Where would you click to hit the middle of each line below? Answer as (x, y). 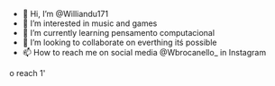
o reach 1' (27, 73)
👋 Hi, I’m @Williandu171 (65, 14)
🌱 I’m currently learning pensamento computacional (118, 33)
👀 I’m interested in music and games (90, 23)
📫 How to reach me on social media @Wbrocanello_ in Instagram (144, 52)
